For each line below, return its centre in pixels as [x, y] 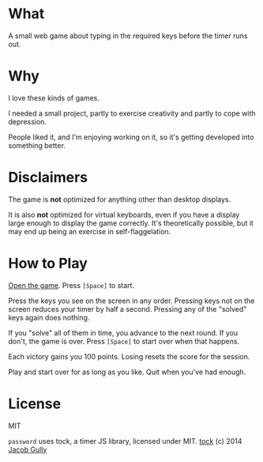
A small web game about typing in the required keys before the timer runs [128, 36]
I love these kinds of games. [54, 98]
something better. [37, 145]
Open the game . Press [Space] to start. [71, 285]
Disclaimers [48, 178]
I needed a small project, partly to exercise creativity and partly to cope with [132, 113]
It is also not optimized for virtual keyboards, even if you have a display [124, 214]
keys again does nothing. [49, 317]
